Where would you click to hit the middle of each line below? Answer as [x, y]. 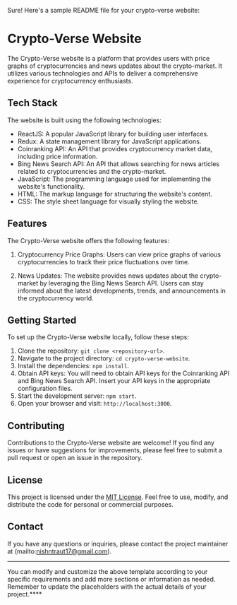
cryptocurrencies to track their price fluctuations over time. [103, 262]
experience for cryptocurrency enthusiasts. [70, 81]
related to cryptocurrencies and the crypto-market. [92, 171]
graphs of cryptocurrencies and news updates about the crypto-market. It [115, 66]
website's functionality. [51, 186]
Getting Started [42, 320]
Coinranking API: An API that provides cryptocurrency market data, [115, 148]
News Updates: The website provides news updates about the [108, 276]
